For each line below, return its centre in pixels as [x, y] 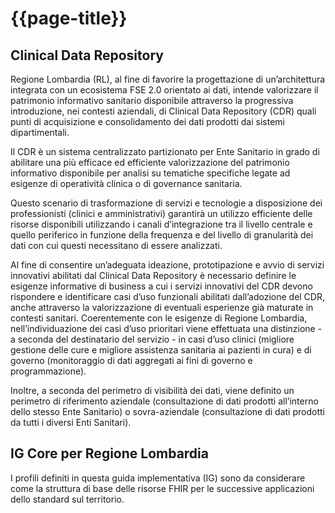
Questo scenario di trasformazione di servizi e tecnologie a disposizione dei [166, 203]
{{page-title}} [69, 18]
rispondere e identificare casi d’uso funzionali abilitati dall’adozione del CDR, [167, 296]
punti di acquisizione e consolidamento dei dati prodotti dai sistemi [147, 121]
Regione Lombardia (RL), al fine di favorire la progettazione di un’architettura [168, 79]
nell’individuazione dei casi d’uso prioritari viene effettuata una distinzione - [166, 328]
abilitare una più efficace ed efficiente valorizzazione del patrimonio [150, 162]
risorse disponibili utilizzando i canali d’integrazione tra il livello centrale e [161, 224]
